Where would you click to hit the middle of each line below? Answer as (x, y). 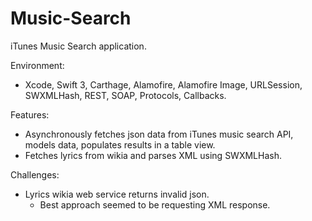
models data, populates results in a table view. (120, 144)
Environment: (37, 65)
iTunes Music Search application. (78, 46)
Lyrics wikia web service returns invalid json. (117, 194)
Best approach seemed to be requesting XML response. (155, 204)
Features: (30, 114)
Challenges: (35, 174)
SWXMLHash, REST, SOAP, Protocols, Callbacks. (125, 95)
